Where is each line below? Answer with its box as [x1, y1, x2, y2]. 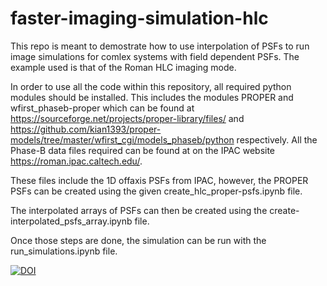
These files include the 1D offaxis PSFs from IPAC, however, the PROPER [10, 174, 309, 186]
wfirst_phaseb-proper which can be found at [10, 102, 195, 114]
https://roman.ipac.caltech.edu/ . [10, 155, 143, 167]
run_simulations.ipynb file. [10, 245, 118, 257]
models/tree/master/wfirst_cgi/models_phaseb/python [10, 133, 235, 146]
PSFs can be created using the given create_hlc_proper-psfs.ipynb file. [10, 185, 303, 197]
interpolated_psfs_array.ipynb [10, 215, 133, 227]
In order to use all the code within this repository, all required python [10, 80, 292, 92]
